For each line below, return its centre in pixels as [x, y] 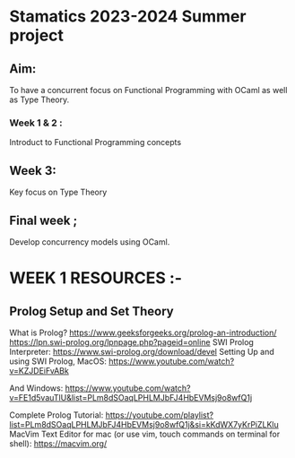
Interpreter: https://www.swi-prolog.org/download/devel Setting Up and [142, 351]
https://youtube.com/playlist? [159, 415]
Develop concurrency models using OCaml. [90, 242]
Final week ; [43, 220]
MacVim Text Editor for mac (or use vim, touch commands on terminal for [145, 434]
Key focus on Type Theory [58, 192]
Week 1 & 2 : [36, 123]
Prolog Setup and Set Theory [91, 311]
